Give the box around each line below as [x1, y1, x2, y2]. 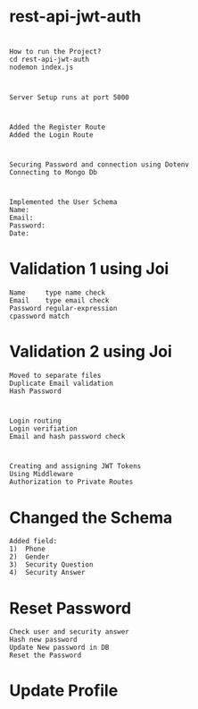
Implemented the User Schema [9, 198, 118, 207]
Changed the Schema [9, 508, 173, 527]
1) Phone [9, 544, 46, 554]
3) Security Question [9, 560, 94, 569]
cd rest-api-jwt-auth [9, 56, 90, 64]
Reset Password [9, 598, 132, 619]
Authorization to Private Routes [9, 477, 134, 487]
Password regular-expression [9, 304, 118, 313]
